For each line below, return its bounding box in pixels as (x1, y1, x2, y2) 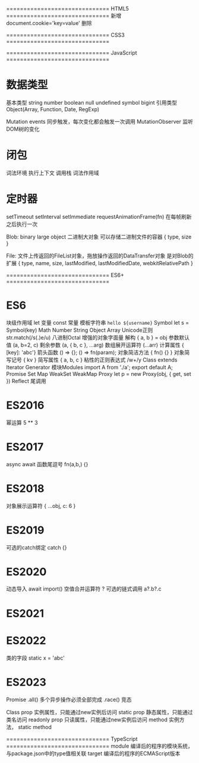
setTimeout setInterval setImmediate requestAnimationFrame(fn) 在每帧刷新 (6, 213, 192, 220)
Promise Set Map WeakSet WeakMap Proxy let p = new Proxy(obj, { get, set (6, 370, 191, 377)
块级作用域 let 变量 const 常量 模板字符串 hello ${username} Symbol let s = (6, 319, 189, 326)
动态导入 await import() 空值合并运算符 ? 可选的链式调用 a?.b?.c (6, 585, 162, 592)
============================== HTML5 (6, 5, 129, 12)
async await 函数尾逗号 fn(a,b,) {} (6, 460, 89, 467)
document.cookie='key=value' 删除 (6, 20, 92, 26)
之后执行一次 (6, 220, 37, 228)
